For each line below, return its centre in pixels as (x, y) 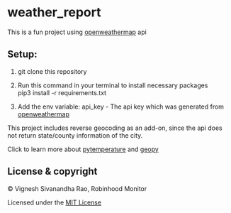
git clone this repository (52, 71)
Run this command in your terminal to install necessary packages (113, 85)
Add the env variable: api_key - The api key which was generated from (121, 106)
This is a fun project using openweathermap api (77, 32)
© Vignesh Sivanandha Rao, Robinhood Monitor (77, 188)
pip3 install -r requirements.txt (62, 92)
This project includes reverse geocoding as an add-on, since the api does (115, 128)
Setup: (22, 54)
